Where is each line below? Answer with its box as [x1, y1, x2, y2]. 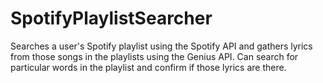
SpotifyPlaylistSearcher [10, 7, 213, 30]
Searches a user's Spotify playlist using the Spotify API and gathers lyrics [10, 40, 313, 52]
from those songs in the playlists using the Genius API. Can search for [10, 50, 299, 62]
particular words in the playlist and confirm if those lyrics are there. [10, 61, 287, 73]
